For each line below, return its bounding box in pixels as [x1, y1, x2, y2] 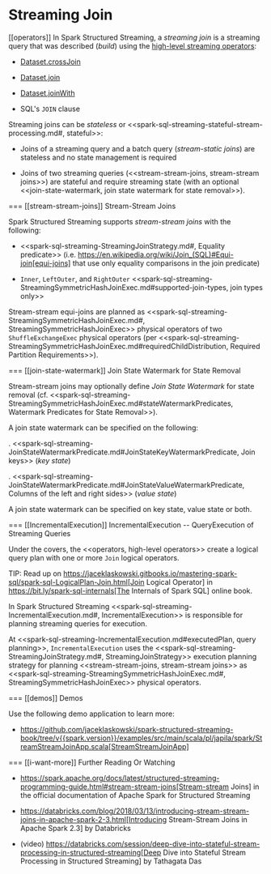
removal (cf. [8, 390, 49, 399]
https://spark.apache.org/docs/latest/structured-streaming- [19, 773, 220, 782]
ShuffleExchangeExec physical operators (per [8, 332, 158, 342]
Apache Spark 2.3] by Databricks [19, 823, 131, 833]
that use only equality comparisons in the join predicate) [72, 258, 260, 268]
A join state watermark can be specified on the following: [8, 423, 199, 433]
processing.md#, [8, 128, 65, 138]
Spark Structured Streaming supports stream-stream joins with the [8, 216, 231, 226]
